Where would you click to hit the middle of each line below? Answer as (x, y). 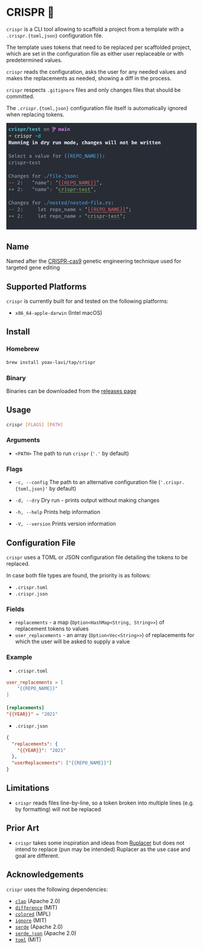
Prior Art (23, 828)
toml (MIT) (28, 939)
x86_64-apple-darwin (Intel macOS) (59, 313)
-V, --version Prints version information (66, 524)
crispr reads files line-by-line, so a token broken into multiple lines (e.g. (105, 803)
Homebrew (23, 349)
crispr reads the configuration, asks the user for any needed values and (96, 71)
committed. (21, 96)
